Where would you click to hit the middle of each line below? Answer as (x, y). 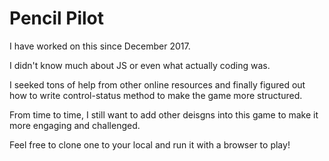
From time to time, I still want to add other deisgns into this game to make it (164, 114)
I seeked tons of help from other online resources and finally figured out (157, 84)
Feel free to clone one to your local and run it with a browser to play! (150, 144)
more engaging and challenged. (75, 125)
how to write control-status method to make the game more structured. (156, 95)
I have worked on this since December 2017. (100, 46)
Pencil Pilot (57, 18)
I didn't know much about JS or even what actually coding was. (140, 65)
